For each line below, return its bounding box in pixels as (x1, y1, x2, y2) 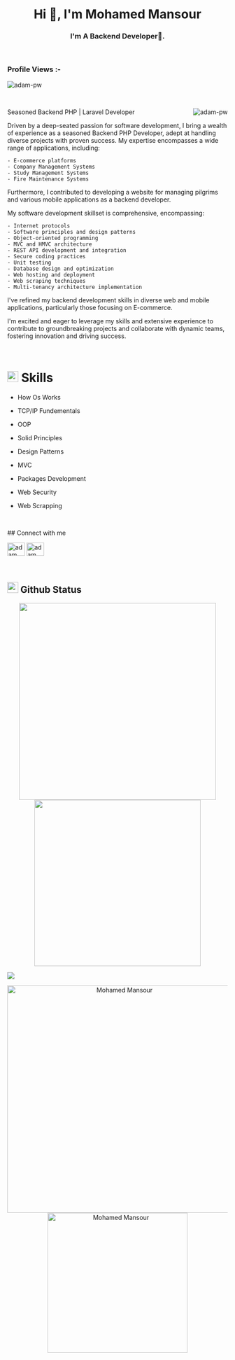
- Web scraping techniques (7, 277, 86, 284)
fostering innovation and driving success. (7, 332, 127, 340)
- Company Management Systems (7, 163, 96, 170)
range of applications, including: (7, 143, 100, 152)
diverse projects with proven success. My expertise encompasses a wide (7, 136, 219, 144)
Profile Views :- (7, 64, 62, 74)
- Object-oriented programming (7, 234, 99, 241)
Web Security (17, 488, 57, 496)
